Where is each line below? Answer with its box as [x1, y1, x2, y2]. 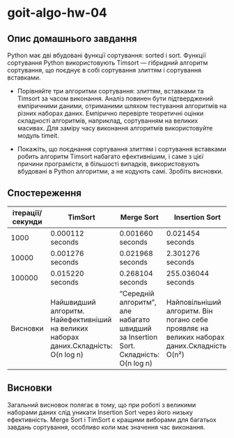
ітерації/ [12, 208, 42, 218]
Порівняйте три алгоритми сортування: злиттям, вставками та [17, 87, 204, 95]
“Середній [119, 288, 155, 298]
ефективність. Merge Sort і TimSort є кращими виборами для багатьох [7, 415, 217, 423]
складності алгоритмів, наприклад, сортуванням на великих [17, 116, 198, 125]
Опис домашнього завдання [7, 33, 137, 45]
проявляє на [166, 323, 209, 333]
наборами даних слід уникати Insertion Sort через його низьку [7, 408, 194, 416]
